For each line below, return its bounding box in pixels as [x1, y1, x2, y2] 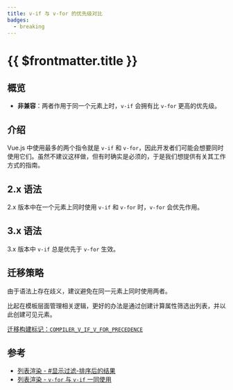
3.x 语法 [7, 225, 42, 237]
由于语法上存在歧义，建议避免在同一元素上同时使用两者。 [7, 287, 171, 295]
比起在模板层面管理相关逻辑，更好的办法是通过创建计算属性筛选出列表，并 [7, 301, 220, 310]
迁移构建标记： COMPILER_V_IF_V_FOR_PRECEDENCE [7, 325, 144, 333]
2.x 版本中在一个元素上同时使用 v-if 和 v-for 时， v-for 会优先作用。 [7, 203, 204, 211]
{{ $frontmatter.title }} [7, 53, 138, 69]
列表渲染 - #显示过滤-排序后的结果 [17, 366, 116, 375]
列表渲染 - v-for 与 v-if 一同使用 [17, 375, 112, 384]
